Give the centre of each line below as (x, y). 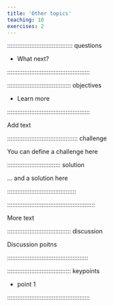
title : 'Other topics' (39, 13)
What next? (33, 59)
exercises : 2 (26, 26)
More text (20, 218)
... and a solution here (38, 178)
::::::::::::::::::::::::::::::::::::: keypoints (54, 271)
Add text (19, 125)
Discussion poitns (32, 244)
